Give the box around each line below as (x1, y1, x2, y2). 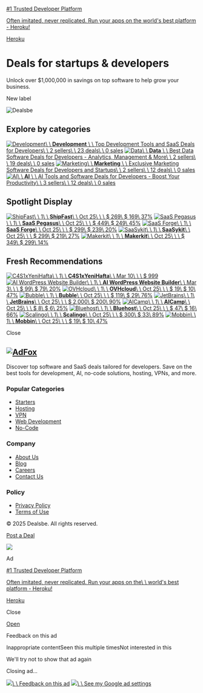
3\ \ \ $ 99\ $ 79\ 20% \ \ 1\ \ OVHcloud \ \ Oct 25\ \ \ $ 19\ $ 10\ (6, 285, 196, 292)
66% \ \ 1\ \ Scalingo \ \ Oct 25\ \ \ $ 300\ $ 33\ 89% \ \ (6, 311, 196, 319)
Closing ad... (6, 667, 38, 675)
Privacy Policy (15, 502, 51, 509)
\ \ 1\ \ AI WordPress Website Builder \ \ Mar (87, 279, 197, 286)
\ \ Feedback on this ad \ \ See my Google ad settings (12, 680, 151, 688)
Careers (15, 466, 35, 474)
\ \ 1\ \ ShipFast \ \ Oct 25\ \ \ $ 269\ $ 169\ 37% (33, 213, 153, 220)
